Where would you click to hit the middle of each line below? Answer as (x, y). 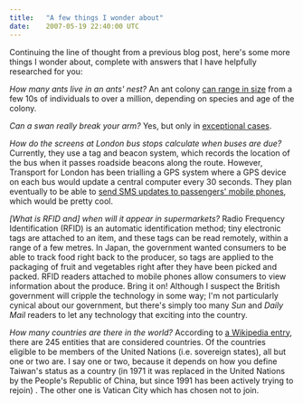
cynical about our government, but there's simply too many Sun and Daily (147, 305)
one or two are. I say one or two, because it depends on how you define (143, 361)
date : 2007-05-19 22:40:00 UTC (75, 26)
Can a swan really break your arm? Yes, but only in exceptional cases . (141, 125)
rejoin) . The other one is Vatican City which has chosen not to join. (134, 390)
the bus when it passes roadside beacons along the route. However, (136, 162)
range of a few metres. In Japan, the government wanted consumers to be (148, 247)
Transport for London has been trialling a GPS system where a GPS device (148, 172)
